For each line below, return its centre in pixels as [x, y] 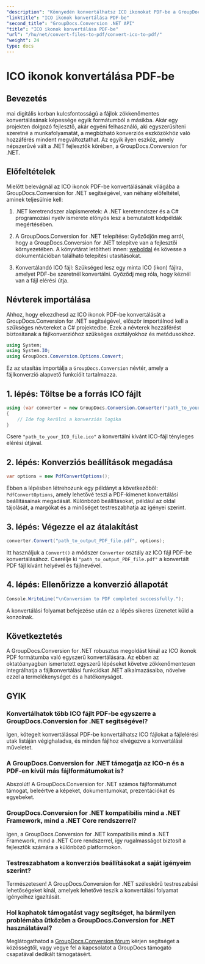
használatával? [29, 928]
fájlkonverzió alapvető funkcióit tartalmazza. [62, 375]
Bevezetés [27, 99]
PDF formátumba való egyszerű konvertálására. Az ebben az [83, 657]
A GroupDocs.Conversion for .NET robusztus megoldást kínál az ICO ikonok [101, 651]
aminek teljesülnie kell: [35, 199]
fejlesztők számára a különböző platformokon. [64, 847]
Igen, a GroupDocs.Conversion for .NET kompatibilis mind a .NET [88, 834]
